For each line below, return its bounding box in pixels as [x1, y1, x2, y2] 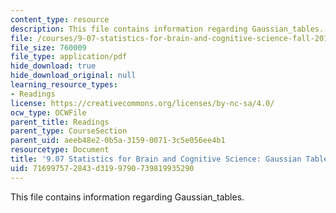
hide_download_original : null [10, 71, 137, 81]
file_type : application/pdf [10, 52, 128, 62]
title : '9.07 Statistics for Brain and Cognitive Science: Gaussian [10, 154, 302, 164]
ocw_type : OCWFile [10, 107, 87, 118]
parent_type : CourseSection [10, 126, 128, 136]
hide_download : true [10, 61, 97, 71]
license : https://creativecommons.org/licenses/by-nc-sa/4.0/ [10, 98, 275, 108]
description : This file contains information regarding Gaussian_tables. [10, 24, 325, 34]
